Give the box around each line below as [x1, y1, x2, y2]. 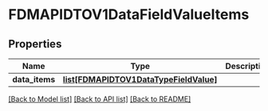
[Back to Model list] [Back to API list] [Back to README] [8, 94, 191, 104]
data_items [12, 74, 56, 85]
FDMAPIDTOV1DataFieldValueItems [8, 6, 250, 24]
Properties [8, 37, 62, 51]
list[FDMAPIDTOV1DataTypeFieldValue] [62, 74, 218, 85]
